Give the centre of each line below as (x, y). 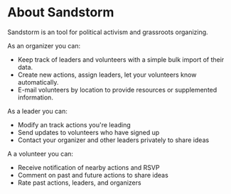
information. (35, 97)
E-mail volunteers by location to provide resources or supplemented (117, 90)
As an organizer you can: (44, 45)
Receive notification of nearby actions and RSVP (88, 167)
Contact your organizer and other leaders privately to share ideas (113, 140)
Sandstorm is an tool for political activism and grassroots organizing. (108, 32)
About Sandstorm (61, 12)
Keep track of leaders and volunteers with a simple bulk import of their (121, 59)
